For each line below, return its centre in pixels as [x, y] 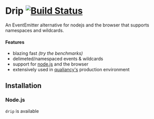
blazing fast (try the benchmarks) [48, 53]
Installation [23, 86]
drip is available [22, 111]
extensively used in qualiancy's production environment [71, 70]
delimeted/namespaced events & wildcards [58, 59]
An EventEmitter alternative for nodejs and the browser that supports [77, 25]
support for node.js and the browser [51, 64]
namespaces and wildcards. [35, 30]
